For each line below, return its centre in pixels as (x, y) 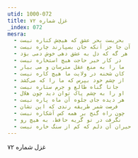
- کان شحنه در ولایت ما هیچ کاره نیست (69, 73)
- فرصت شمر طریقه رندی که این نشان (66, 107)
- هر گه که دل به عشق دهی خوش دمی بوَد (71, 54)
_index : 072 (25, 27)
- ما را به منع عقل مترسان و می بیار (69, 67)
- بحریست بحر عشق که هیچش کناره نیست (69, 41)
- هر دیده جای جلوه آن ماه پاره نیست (69, 100)
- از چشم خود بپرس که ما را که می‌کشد (69, 80)
